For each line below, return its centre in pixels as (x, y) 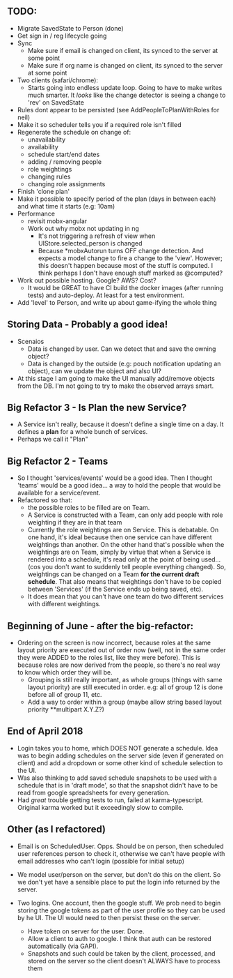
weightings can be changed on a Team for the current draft (113, 574)
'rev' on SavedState (56, 102)
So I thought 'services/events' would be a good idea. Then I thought (115, 478)
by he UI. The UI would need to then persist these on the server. (109, 917)
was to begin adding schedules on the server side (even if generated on (120, 755)
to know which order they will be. (65, 672)
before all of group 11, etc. (65, 695)
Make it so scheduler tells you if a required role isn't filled (99, 124)
